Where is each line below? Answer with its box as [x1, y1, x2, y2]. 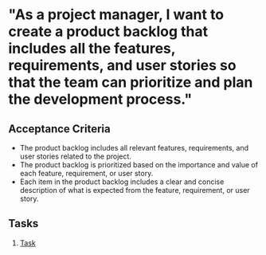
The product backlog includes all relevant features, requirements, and [19, 143, 249, 152]
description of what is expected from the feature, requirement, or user [19, 186, 250, 194]
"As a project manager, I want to [8, 6, 225, 24]
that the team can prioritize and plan [8, 73, 253, 92]
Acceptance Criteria [8, 122, 111, 135]
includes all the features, [8, 40, 176, 57]
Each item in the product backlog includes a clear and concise [19, 177, 225, 186]
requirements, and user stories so [8, 57, 237, 75]
